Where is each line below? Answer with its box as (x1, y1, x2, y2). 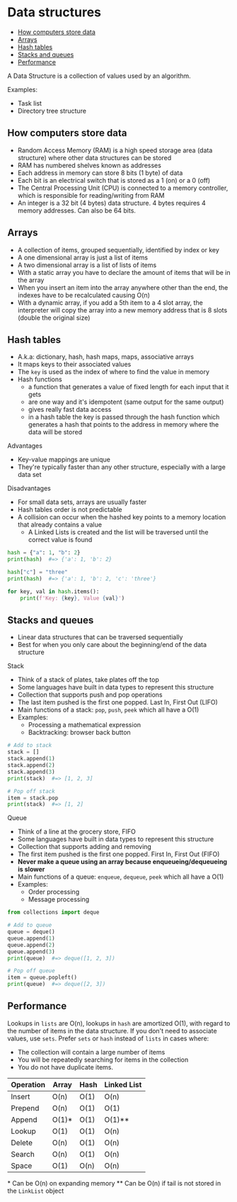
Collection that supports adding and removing (17, 843, 152, 851)
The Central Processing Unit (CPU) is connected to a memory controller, (17, 184, 229, 192)
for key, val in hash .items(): (7, 588, 100, 595)
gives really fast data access (28, 405, 112, 414)
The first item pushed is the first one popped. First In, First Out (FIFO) (17, 850, 220, 858)
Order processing (28, 887, 80, 897)
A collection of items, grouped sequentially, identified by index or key (17, 245, 219, 254)
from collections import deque (7, 909, 100, 916)
